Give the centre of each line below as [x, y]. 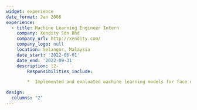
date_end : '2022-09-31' [46, 60]
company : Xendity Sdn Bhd [48, 33]
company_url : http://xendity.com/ [59, 39]
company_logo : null [40, 44]
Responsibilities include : [60, 71]
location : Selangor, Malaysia [54, 50]
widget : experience [30, 11]
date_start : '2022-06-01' [48, 55]
